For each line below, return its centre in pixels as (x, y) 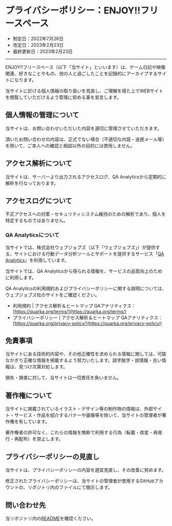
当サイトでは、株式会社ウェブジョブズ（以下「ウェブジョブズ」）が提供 (80, 247)
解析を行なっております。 (32, 183)
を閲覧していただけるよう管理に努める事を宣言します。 (63, 97)
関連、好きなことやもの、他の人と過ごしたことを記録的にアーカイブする (81, 73)
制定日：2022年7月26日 (38, 38)
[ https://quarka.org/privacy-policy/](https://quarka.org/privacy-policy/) (87, 323)
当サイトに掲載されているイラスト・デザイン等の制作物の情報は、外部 (79, 409)
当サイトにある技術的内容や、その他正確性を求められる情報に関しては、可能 (86, 354)
